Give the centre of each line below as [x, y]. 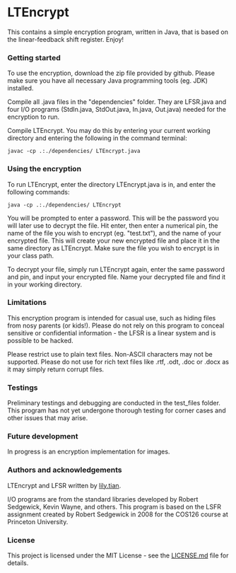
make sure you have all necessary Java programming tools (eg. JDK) [108, 81]
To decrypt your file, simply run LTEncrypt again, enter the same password [116, 269]
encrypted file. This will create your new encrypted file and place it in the [114, 241]
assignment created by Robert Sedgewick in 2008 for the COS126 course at [118, 514]
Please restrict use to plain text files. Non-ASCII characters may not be [110, 354]
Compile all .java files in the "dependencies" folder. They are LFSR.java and [117, 102]
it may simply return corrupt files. [56, 369]
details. [18, 563]
